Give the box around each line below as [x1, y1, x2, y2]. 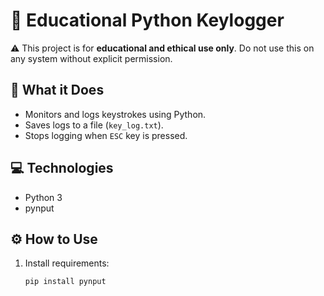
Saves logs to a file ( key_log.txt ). [24, 119, 164, 131]
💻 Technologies [10, 160, 114, 177]
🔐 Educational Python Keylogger [10, 9, 285, 32]
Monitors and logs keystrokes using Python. [24, 108, 207, 120]
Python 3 [24, 191, 63, 203]
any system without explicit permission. [10, 52, 173, 64]
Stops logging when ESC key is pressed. [24, 129, 188, 141]
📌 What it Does [10, 82, 105, 99]
